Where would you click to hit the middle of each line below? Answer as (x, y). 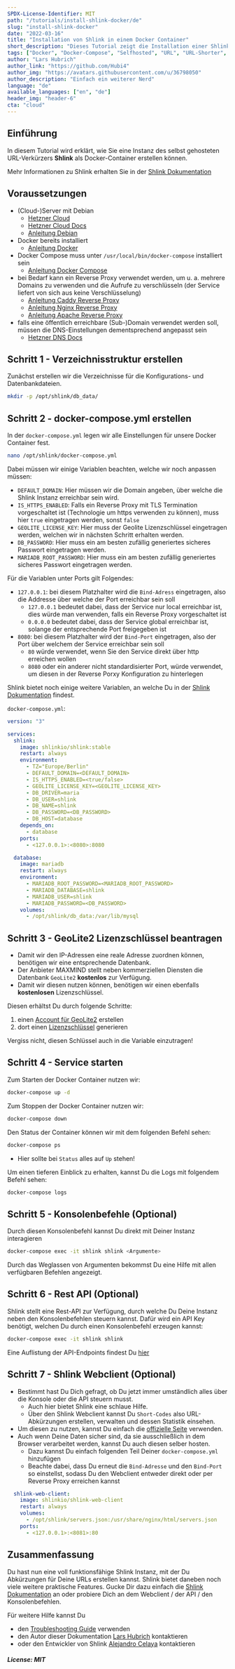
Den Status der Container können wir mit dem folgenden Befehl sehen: (109, 1132)
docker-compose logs (37, 1192)
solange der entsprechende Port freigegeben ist (97, 629)
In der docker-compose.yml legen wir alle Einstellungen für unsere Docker (112, 435)
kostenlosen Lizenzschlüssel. (60, 992)
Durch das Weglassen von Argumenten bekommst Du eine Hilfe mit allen (112, 1265)
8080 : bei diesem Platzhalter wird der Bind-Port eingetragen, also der (117, 637)
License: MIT (27, 1660)
